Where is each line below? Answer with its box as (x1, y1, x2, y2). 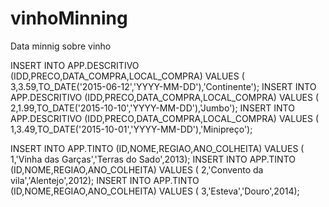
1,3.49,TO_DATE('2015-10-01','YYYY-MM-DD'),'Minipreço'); (10, 123, 253, 135)
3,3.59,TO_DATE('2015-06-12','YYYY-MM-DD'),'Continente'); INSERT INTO (10, 80, 317, 92)
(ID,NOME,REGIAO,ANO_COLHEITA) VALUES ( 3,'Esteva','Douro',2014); (10, 185, 300, 197)
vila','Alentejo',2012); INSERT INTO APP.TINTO (10, 174, 200, 186)
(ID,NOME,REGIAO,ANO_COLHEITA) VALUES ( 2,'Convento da (10, 163, 264, 176)
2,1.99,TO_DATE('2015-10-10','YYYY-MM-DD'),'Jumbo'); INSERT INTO (10, 102, 295, 114)
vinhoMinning (10, 7, 128, 30)
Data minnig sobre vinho (10, 40, 112, 52)
